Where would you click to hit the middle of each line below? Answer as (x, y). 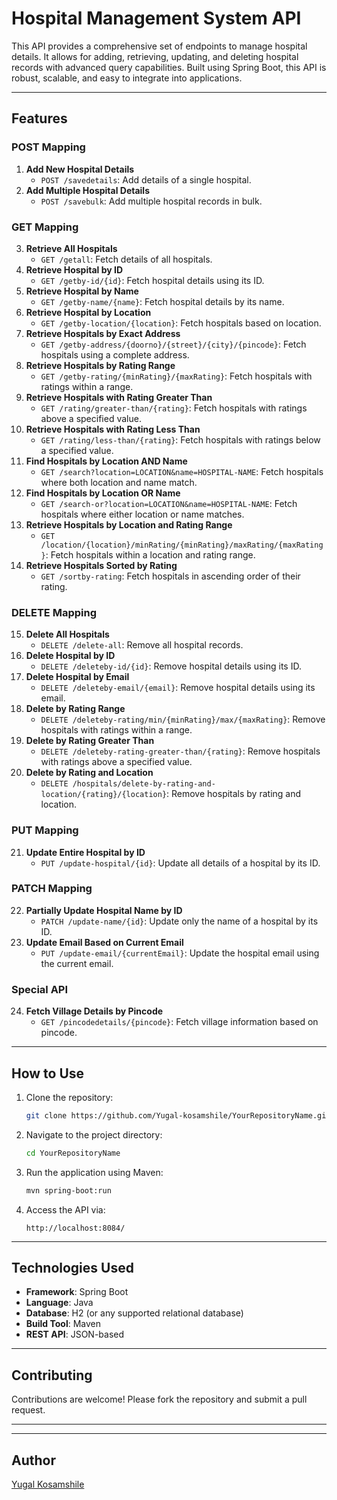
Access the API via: (65, 1209)
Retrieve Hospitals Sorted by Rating (101, 565)
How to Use (48, 1073)
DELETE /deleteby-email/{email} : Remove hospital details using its (178, 688)
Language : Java (59, 1303)
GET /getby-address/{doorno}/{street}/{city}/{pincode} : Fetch (173, 344)
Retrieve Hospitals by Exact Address (103, 333)
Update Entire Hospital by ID (85, 852)
